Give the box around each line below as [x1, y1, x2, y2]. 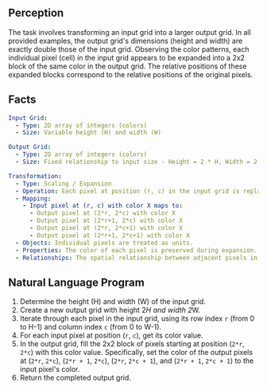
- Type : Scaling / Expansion [15, 179, 112, 188]
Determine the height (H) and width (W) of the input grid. [19, 297, 207, 306]
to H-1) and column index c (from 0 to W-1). [19, 322, 161, 332]
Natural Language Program [8, 275, 145, 289]
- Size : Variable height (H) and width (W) [15, 129, 161, 137]
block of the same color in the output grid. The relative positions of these [8, 61, 247, 71]
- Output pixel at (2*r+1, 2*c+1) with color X [29, 231, 191, 240]
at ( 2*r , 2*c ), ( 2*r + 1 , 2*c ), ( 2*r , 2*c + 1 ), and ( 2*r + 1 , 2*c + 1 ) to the [19, 356, 254, 365]
